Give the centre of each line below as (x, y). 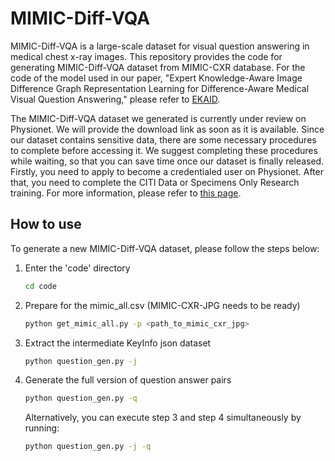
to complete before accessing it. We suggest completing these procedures (164, 150)
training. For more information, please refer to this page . (126, 193)
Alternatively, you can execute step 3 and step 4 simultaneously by (163, 418)
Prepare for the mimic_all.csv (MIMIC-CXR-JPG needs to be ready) (162, 305)
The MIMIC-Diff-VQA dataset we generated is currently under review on (158, 118)
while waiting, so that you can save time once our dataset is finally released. (167, 161)
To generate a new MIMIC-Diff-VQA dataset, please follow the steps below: (165, 248)
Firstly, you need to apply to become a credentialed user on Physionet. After (167, 171)
